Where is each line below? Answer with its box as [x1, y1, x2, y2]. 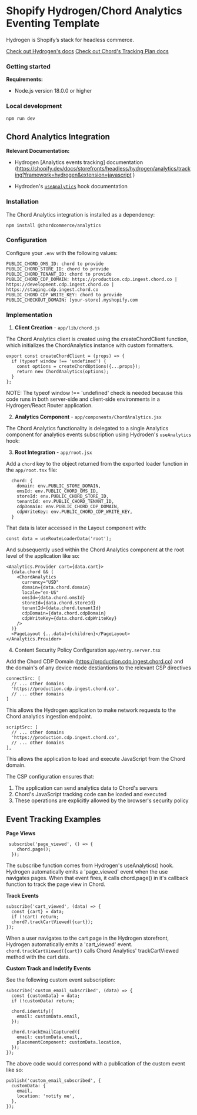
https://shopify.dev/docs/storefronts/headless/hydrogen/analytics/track [16, 165, 191, 172]
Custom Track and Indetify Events [6, 964, 91, 972]
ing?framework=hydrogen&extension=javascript [14, 171, 132, 178]
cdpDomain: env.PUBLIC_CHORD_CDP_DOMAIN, [16, 503, 119, 510]
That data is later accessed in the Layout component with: [6, 524, 147, 532]
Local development [6, 102, 62, 110]
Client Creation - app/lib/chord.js [14, 324, 100, 331]
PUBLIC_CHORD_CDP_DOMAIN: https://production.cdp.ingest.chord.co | [6, 276, 178, 282]
